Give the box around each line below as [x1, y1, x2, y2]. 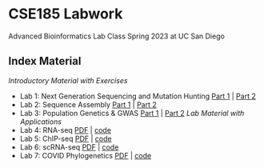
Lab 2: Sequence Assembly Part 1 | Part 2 [19, 99, 158, 109]
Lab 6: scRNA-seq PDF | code [19, 142, 119, 152]
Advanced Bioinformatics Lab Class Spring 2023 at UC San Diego [8, 31, 226, 41]
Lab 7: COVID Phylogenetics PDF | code [19, 150, 152, 160]
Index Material [8, 54, 82, 68]
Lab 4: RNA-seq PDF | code [19, 125, 112, 134]
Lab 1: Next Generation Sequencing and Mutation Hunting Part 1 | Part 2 [19, 91, 256, 101]
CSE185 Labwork [8, 5, 123, 23]
